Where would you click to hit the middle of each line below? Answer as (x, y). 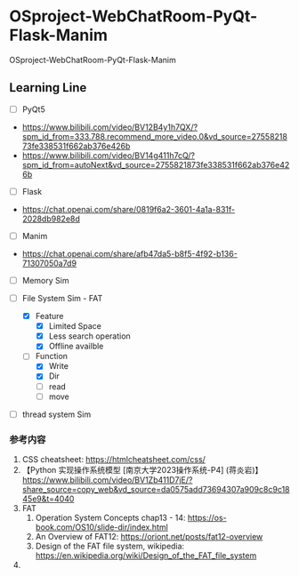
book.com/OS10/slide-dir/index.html (102, 527)
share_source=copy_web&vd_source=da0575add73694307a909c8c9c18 (156, 489)
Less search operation (89, 336)
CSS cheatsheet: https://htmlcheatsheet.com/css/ (114, 459)
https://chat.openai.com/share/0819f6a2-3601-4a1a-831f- (129, 209)
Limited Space (75, 326)
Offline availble (76, 346)
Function (52, 356)
